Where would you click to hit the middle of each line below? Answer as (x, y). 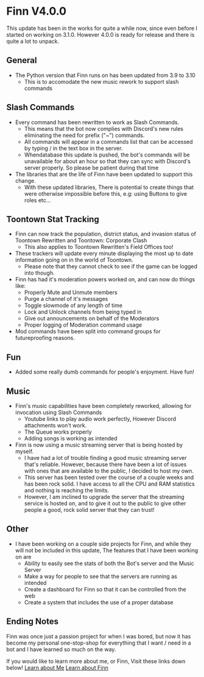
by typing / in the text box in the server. (73, 148)
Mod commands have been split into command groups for (88, 331)
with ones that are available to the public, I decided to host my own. (109, 471)
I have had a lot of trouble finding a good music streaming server (105, 458)
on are (23, 557)
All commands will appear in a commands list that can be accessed (108, 141)
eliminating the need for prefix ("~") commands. (84, 135)
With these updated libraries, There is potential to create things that (109, 187)
